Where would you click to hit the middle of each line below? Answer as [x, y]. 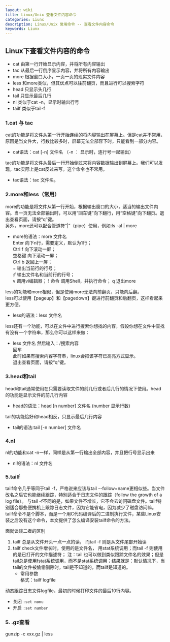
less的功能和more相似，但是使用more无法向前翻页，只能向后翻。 [74, 292]
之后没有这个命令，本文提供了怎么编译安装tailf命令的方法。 [71, 520]
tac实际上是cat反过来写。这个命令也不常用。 [61, 169]
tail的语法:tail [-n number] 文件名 [47, 427]
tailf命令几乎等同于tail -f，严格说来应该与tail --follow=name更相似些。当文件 [85, 488]
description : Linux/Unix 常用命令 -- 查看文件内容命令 [60, 24]
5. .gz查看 [18, 622]
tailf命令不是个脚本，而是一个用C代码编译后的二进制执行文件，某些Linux [81, 514]
